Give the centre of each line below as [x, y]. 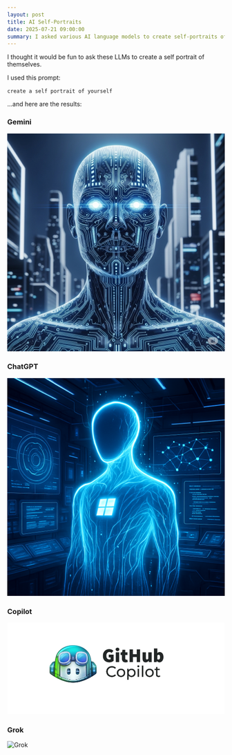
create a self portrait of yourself [60, 91]
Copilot [20, 611]
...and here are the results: [45, 104]
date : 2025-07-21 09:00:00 [46, 29]
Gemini [20, 122]
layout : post [26, 15]
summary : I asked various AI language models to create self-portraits [112, 37]
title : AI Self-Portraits [44, 22]
